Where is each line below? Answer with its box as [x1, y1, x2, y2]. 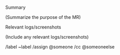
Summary [5, 5, 26, 10]
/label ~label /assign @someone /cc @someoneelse [5, 44, 115, 50]
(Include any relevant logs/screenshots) [5, 34, 89, 40]
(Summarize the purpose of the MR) [5, 14, 81, 20]
